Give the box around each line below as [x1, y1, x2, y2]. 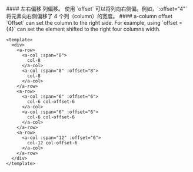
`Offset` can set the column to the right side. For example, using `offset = [6, 19, 183, 26]
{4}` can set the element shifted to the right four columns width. [6, 25, 161, 32]
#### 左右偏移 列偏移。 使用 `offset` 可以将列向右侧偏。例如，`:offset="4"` [6, 5, 187, 12]
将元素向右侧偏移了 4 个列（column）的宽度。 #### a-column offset [6, 13, 172, 19]
